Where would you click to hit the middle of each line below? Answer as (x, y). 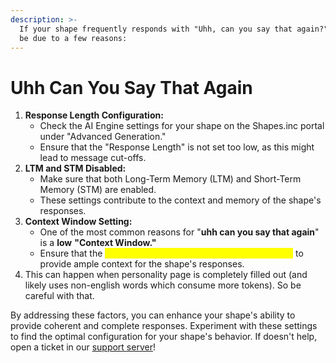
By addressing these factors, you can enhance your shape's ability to (153, 315)
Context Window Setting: (78, 222)
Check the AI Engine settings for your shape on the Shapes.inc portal (182, 126)
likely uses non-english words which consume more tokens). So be (163, 285)
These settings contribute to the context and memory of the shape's (180, 200)
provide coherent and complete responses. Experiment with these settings (164, 326)
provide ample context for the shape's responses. (142, 264)
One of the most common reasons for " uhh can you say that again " (179, 232)
